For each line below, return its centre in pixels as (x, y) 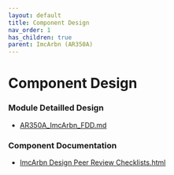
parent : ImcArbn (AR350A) (50, 45)
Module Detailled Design (56, 108)
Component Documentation (63, 145)
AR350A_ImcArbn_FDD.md (63, 125)
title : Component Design (49, 23)
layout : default (35, 15)
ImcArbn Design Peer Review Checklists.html (93, 162)
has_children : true (40, 37)
